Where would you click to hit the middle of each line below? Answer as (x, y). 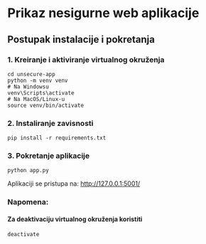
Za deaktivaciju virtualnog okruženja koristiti (75, 219)
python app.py (28, 171)
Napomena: (28, 202)
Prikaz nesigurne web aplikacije (103, 13)
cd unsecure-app (31, 74)
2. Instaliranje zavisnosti (50, 123)
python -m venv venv (38, 80)
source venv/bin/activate (45, 105)
